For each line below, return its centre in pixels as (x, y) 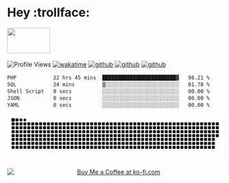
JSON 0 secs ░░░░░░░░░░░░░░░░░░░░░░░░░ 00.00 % (109, 98)
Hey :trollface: (49, 13)
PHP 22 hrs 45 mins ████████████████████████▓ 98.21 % (109, 78)
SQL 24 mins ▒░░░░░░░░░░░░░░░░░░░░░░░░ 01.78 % (109, 84)
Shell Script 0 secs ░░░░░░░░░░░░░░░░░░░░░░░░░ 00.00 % (109, 91)
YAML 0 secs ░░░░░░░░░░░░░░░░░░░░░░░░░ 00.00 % (109, 105)
